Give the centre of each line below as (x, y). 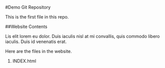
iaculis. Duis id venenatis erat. (36, 41)
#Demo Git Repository (28, 7)
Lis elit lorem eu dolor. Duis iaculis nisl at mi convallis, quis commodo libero (82, 36)
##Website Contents (26, 26)
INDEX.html (24, 61)
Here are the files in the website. (39, 51)
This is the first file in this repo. (37, 17)
